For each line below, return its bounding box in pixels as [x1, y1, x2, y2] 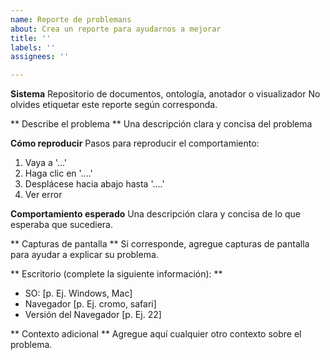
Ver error [24, 189, 63, 201]
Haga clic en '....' [24, 167, 93, 180]
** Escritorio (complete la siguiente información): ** [10, 268, 223, 280]
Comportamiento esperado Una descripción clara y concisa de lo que [10, 208, 302, 220]
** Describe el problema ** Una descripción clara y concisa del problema [10, 118, 313, 130]
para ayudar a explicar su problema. [10, 249, 159, 261]
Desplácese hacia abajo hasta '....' [24, 178, 165, 190]
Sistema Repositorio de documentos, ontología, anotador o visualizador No [10, 88, 321, 100]
